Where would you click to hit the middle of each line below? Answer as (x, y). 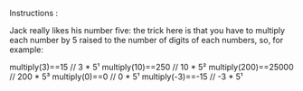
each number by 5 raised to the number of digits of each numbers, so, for (147, 40)
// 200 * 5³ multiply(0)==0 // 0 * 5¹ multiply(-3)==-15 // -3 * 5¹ (126, 77)
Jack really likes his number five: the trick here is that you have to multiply (147, 30)
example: (26, 50)
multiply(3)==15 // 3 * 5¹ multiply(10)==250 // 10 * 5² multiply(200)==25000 (151, 67)
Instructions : (34, 13)
